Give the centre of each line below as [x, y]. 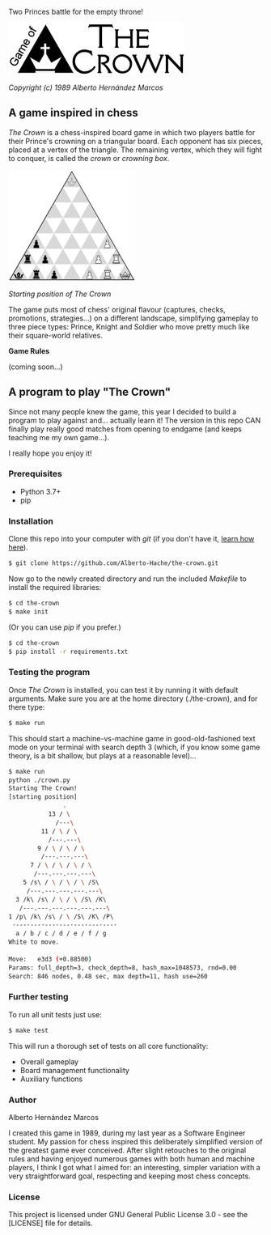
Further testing [38, 997]
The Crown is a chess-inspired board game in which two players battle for [132, 132]
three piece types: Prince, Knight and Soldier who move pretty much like [129, 326]
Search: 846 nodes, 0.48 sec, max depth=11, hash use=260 [108, 976]
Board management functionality [74, 1070]
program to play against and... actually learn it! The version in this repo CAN [135, 420]
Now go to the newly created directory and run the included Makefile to [127, 579]
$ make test [28, 1030]
